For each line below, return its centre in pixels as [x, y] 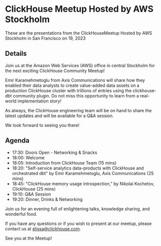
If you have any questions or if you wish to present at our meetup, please [79, 223]
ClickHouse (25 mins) [34, 189]
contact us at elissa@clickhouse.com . [43, 228]
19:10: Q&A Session [31, 194]
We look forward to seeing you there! [42, 125]
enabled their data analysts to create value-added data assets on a [72, 85]
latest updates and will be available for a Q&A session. [59, 116]
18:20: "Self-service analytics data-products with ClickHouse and [78, 168]
